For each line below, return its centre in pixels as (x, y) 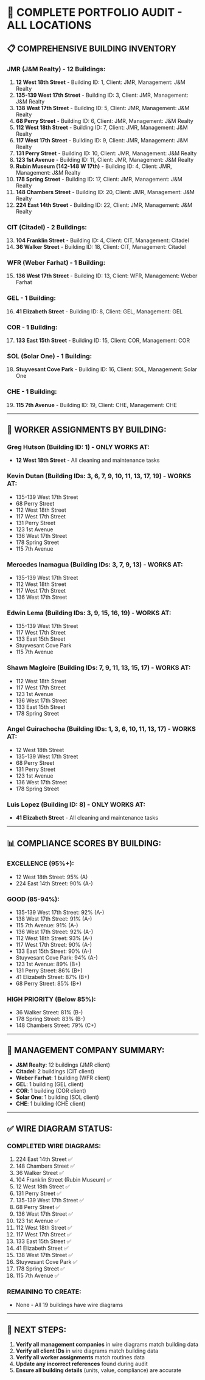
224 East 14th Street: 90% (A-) (54, 883)
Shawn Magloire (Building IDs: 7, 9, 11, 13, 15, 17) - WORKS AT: (99, 667)
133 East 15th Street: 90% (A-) (54, 951)
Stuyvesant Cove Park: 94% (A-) (57, 958)
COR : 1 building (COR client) (51, 1091)
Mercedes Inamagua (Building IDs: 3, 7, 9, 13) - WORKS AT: (95, 564)
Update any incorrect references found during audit (82, 1364)
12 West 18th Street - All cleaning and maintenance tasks (88, 460)
